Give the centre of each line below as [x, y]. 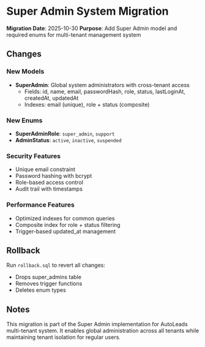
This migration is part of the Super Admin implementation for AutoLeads [97, 324]
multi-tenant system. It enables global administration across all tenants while [103, 331]
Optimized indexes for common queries [65, 218]
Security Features [34, 156]
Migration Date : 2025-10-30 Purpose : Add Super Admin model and [92, 28]
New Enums [24, 120]
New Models [25, 72]
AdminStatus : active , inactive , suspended [68, 140]
